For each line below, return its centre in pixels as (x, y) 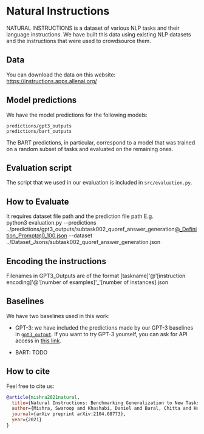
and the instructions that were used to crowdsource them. (79, 41)
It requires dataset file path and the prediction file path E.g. (80, 216)
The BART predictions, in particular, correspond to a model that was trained (101, 142)
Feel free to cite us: (30, 386)
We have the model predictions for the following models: (77, 115)
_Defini (188, 229)
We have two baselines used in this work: (58, 316)
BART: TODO (31, 352)
